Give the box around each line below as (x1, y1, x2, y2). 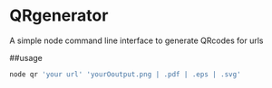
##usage (9, 52, 44, 63)
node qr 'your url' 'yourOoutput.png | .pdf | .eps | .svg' (9, 69, 242, 79)
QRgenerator (9, 5, 109, 26)
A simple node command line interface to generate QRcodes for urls (9, 35, 264, 46)
